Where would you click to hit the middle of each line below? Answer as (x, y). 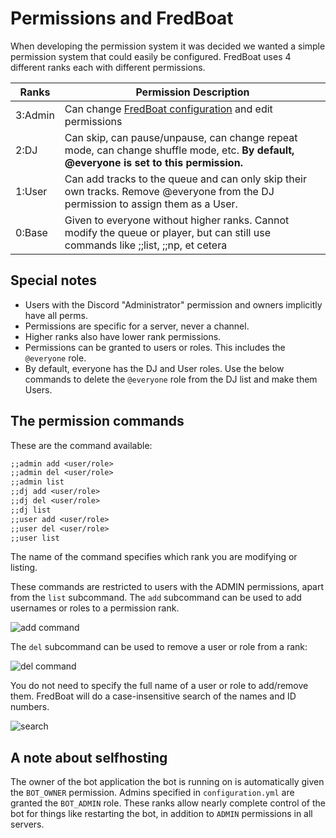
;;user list (35, 538)
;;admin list (37, 482)
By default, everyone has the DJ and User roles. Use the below (154, 368)
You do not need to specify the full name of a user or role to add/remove (159, 686)
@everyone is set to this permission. (153, 162)
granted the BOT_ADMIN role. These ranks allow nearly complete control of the (168, 803)
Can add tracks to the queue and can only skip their (185, 179)
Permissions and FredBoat (122, 18)
